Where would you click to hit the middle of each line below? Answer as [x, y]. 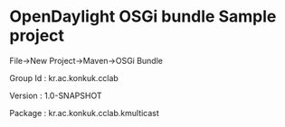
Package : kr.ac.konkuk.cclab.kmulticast [85, 113]
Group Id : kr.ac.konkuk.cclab [64, 77]
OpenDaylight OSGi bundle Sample [143, 17]
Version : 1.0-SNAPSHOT [56, 95]
